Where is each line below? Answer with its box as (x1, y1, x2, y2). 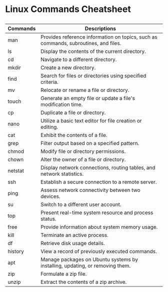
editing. (40, 123, 58, 130)
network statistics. (40, 170, 84, 177)
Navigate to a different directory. (40, 56, 117, 63)
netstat (7, 167, 24, 174)
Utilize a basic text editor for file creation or (40, 117, 142, 124)
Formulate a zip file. (40, 270, 87, 277)
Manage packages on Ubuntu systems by (40, 256, 138, 263)
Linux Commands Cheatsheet (5, 3, 131, 15)
